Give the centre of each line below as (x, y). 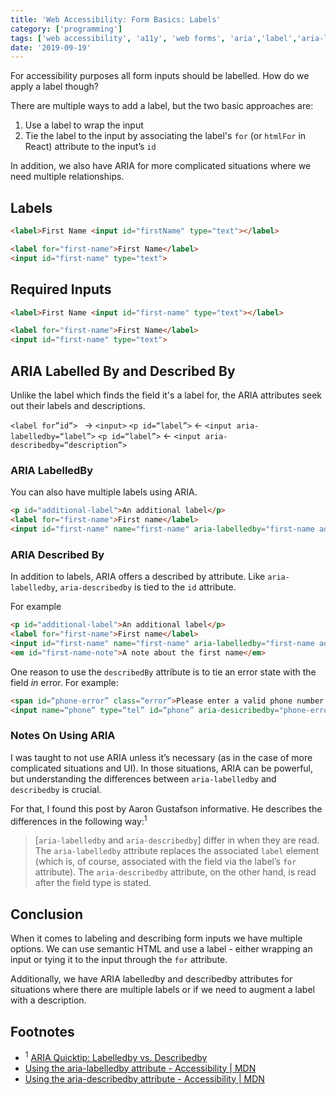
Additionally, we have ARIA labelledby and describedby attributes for (151, 979)
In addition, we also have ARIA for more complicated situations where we (161, 166)
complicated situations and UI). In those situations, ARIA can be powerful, (162, 768)
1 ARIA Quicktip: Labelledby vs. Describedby (116, 1056)
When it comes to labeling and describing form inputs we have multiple (156, 938)
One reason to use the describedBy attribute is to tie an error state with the (163, 672)
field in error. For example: (64, 682)
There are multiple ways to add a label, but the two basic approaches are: (162, 106)
